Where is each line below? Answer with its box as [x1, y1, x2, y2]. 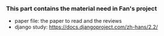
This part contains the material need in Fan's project [6, 5, 158, 13]
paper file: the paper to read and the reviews [14, 18, 122, 25]
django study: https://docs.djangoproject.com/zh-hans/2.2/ [14, 23, 158, 30]
